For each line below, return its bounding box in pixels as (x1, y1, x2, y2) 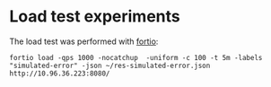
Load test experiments (9, 6, 181, 27)
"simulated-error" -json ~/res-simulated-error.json (9, 61, 211, 70)
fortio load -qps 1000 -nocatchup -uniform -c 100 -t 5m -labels (9, 53, 263, 62)
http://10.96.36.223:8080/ (9, 69, 110, 78)
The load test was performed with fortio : (9, 36, 159, 47)
